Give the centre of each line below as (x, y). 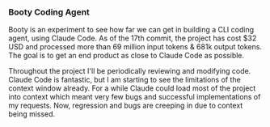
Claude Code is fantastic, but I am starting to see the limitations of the (124, 80)
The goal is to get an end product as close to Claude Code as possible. (127, 56)
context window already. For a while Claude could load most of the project (132, 88)
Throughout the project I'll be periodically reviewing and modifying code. (130, 71)
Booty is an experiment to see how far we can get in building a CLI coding (131, 30)
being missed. (32, 114)
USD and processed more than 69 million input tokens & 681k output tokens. (135, 47)
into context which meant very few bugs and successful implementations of (135, 97)
